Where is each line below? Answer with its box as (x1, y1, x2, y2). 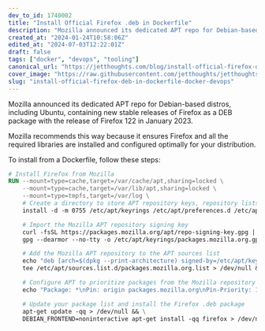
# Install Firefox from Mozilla (8, 170, 114, 178)
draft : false (8, 48, 51, 56)
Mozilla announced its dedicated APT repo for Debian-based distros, (8, 99, 231, 109)
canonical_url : (8, 63, 58, 71)
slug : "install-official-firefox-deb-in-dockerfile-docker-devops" (8, 77, 235, 85)
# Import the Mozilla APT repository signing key (22, 221, 189, 229)
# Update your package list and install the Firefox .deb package (22, 300, 245, 308)
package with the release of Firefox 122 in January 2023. (8, 116, 193, 125)
